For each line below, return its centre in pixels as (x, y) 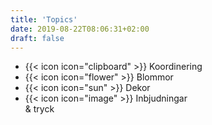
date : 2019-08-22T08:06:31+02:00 (80, 29)
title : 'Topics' (44, 19)
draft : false (37, 38)
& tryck (39, 109)
